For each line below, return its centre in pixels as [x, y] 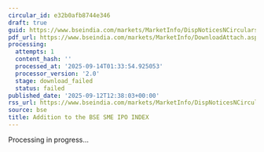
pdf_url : [22, 37]
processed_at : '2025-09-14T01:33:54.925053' [89, 67]
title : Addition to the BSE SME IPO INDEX [79, 118]
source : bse [27, 110]
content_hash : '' [44, 60]
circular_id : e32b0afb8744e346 [59, 15]
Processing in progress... [48, 139]
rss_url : [22, 103]
